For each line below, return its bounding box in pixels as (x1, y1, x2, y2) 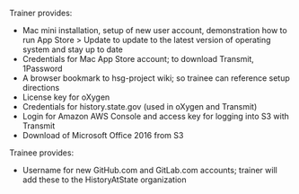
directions (22, 83, 60, 93)
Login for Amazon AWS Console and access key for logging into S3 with (22, 111, 289, 121)
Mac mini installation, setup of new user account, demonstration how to (22, 25, 287, 35)
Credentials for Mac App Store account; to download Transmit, (22, 54, 254, 64)
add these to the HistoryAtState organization (22, 174, 187, 185)
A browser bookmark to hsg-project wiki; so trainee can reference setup (22, 73, 290, 84)
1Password (22, 63, 63, 74)
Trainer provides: (9, 8, 73, 18)
